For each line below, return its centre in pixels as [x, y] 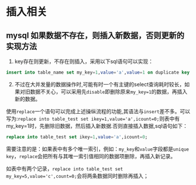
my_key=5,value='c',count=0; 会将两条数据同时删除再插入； [78, 176]
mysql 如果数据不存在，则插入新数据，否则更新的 [95, 35]
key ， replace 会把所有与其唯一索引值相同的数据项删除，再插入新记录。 [91, 156]
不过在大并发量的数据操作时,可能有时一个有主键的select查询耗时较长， [99, 84]
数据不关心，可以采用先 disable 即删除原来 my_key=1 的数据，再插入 [109, 92]
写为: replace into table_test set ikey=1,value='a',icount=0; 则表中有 [93, 118]
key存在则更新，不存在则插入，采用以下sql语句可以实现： [84, 61]
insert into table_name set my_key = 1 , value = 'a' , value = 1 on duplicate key [98, 72]
